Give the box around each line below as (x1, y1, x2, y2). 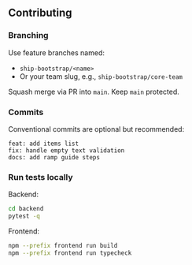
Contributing (8, 6, 72, 20)
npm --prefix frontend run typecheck (8, 248, 132, 257)
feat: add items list (8, 140, 79, 147)
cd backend (8, 205, 44, 213)
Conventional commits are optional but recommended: (8, 124, 185, 133)
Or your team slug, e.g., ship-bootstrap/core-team (19, 71, 183, 81)
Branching (8, 30, 49, 41)
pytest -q (8, 212, 41, 220)
